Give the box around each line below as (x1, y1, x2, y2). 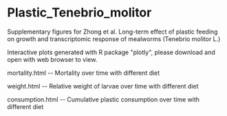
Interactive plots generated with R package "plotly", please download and (7, 48, 215, 56)
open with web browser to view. (7, 55, 98, 63)
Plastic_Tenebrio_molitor (7, 5, 152, 21)
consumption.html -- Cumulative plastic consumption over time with (7, 95, 200, 104)
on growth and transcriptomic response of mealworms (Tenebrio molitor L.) (7, 34, 221, 43)
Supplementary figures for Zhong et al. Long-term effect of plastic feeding (7, 27, 218, 36)
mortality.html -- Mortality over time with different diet (7, 69, 160, 77)
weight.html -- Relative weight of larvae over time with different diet (7, 82, 199, 90)
